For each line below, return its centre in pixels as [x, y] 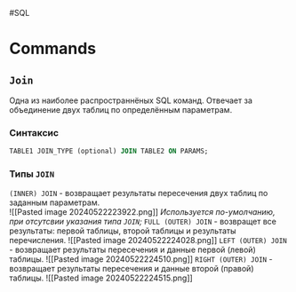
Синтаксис [34, 132]
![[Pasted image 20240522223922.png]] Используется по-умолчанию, [142, 212]
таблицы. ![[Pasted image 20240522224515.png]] [101, 278]
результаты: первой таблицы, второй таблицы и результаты [123, 231]
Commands [53, 49]
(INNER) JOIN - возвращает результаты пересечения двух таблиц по [139, 193]
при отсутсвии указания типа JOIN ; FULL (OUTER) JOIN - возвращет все [143, 222]
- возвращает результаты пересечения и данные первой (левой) [132, 250]
